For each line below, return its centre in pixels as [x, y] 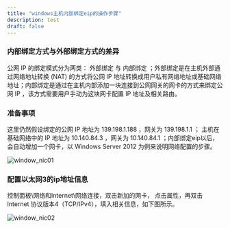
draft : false [26, 26]
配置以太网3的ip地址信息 [48, 179]
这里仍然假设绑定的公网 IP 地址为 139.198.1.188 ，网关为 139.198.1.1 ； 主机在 [114, 129]
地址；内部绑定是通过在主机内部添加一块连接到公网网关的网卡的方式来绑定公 [115, 85]
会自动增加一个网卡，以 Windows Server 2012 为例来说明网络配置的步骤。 [112, 146]
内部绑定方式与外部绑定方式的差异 [63, 52]
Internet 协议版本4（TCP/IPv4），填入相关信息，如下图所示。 [93, 204]
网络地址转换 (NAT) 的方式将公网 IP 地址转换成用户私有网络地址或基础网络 [117, 76]
